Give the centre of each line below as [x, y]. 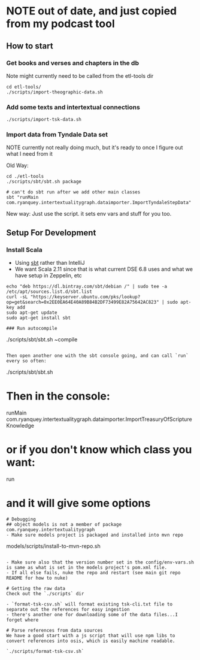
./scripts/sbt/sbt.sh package [44, 182]
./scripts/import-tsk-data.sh [44, 120]
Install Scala [25, 250]
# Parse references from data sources [54, 630]
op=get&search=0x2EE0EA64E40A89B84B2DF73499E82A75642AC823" [83, 302]
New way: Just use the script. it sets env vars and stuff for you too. [89, 214]
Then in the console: [58, 396]
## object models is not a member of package [64, 524]
